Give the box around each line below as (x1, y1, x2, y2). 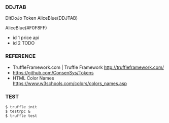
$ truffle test (5, 113, 38, 118)
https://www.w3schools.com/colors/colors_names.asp (12, 80, 127, 87)
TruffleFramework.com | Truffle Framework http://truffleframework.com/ (12, 64, 164, 70)
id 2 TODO (12, 40, 35, 46)
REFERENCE (5, 53, 36, 60)
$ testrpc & (5, 109, 30, 114)
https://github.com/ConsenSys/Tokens (12, 69, 94, 75)
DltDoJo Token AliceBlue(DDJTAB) (5, 15, 78, 21)
